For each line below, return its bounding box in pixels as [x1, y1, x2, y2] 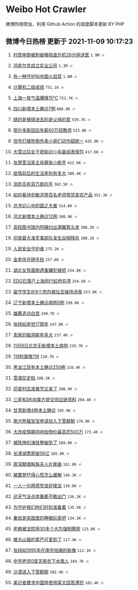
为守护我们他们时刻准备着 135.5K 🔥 [13, 504, 86, 510]
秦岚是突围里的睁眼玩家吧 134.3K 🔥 [13, 514, 86, 521]
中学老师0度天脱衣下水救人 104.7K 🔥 [13, 558, 89, 564]
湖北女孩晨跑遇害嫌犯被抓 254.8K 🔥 [13, 267, 86, 273]
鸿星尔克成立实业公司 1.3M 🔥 [13, 62, 73, 68]
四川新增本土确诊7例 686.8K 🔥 [13, 105, 76, 112]
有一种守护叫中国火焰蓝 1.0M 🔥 [13, 73, 78, 79]
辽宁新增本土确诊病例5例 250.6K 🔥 [13, 299, 85, 305]
